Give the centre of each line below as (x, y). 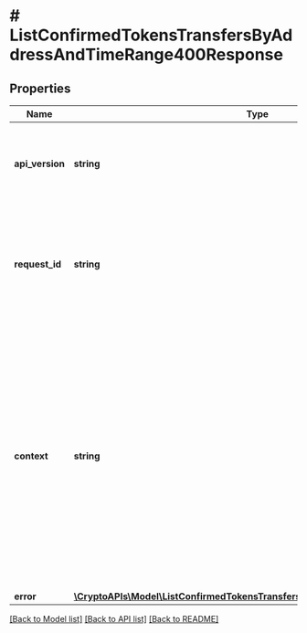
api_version (40, 164)
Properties (40, 88)
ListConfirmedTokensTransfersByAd (151, 35)
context (31, 456)
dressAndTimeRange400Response (146, 55)
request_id (38, 264)
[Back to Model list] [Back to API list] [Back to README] (114, 619)
